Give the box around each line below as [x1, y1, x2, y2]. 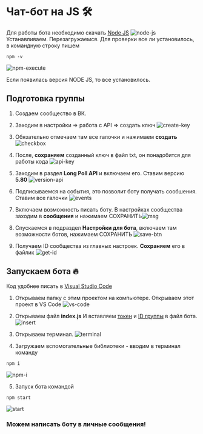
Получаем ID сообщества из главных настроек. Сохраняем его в [15, 242, 185, 249]
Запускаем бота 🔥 [6, 266, 79, 276]
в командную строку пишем [6, 42, 80, 49]
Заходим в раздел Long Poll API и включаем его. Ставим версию [15, 169, 185, 176]
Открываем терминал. [15, 330, 74, 338]
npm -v [6, 53, 23, 59]
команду [15, 349, 38, 356]
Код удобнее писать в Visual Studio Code [6, 282, 112, 290]
